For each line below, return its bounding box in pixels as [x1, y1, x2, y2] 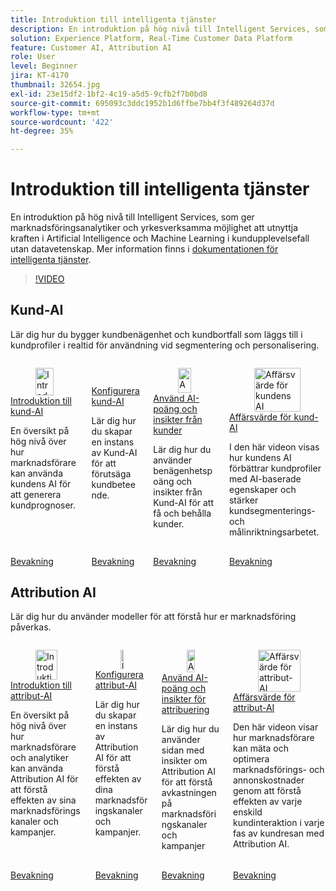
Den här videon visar [232, 721, 319, 733]
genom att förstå [232, 784, 302, 796]
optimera [232, 752, 270, 765]
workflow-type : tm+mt [10, 107, 101, 118]
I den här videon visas [228, 441, 320, 453]
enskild [232, 806, 263, 818]
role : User [10, 52, 56, 62]
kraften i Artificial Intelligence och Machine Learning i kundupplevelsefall [10, 232, 310, 245]
